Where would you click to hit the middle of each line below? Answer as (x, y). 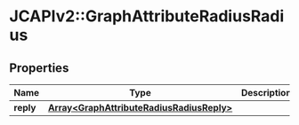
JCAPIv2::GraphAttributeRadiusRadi (147, 16)
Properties (39, 68)
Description (266, 93)
